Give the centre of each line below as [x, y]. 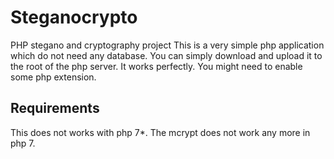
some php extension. [53, 77]
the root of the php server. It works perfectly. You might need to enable [156, 66]
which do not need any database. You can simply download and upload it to [166, 55]
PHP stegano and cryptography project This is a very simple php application [167, 45]
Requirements [55, 108]
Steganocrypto [74, 17]
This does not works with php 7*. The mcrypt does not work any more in [160, 132]
